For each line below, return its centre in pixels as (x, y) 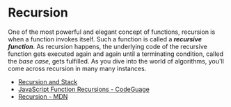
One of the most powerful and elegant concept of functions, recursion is (112, 32)
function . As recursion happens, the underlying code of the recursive (107, 46)
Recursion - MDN (43, 96)
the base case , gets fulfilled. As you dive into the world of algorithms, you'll (116, 61)
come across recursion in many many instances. (77, 68)
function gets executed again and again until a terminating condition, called (116, 54)
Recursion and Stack (48, 81)
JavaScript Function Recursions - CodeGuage (84, 89)
